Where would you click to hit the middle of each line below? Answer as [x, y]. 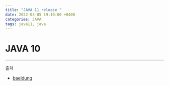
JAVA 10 [23, 49]
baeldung [22, 78]
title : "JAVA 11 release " [33, 10]
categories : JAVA [23, 19]
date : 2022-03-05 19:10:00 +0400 [40, 15]
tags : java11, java [26, 24]
